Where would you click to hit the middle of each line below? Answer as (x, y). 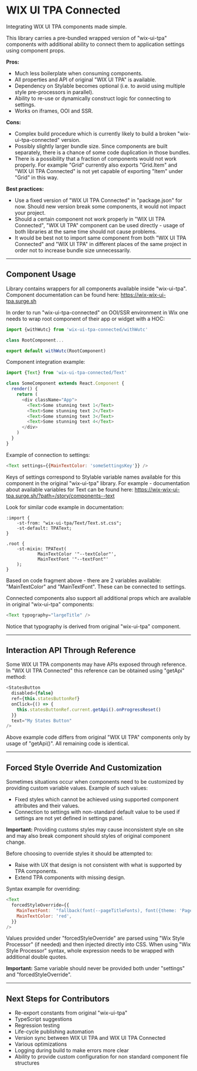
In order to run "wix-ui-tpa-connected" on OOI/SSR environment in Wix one (97, 312)
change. (16, 842)
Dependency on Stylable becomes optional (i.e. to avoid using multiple (100, 85)
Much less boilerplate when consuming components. (79, 73)
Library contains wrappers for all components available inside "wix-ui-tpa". (96, 289)
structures (27, 1063)
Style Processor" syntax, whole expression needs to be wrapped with (90, 951)
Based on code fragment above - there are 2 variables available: (84, 580)
